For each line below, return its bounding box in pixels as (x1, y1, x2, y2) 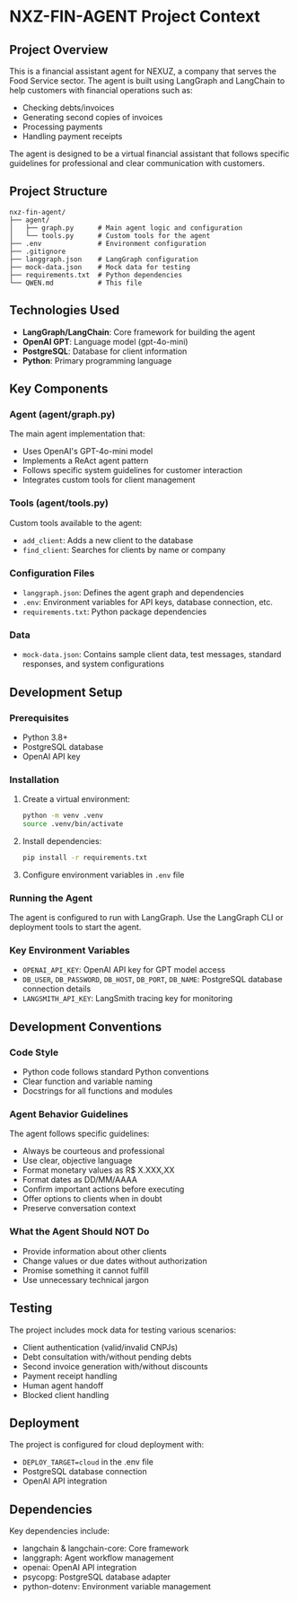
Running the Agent (9, 892, 93, 904)
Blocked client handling (22, 1389, 110, 1400)
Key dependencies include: (9, 1526, 110, 1536)
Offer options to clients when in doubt (22, 1193, 163, 1204)
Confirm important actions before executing (22, 1183, 185, 1195)
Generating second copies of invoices (22, 112, 163, 122)
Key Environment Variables (9, 945, 130, 957)
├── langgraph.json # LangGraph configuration (9, 254, 199, 264)
